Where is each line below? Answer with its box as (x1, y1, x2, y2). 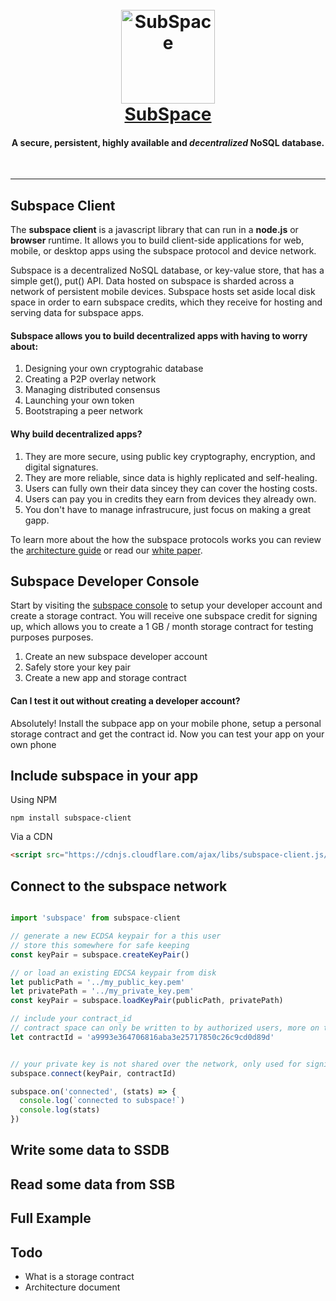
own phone (10, 738, 57, 750)
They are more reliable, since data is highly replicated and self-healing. (24, 471, 318, 483)
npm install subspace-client (10, 813, 132, 823)
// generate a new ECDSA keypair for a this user (10, 931, 222, 941)
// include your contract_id (10, 1014, 132, 1024)
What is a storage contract (24, 1270, 135, 1282)
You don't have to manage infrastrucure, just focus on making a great (24, 503, 312, 515)
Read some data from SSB (10, 1176, 176, 1193)
